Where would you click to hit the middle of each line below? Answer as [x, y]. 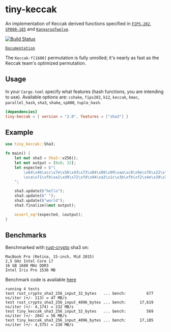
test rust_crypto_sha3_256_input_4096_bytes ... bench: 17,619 [79, 302]
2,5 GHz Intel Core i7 [29, 262]
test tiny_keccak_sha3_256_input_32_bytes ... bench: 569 [79, 312]
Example [19, 132]
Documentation [20, 48]
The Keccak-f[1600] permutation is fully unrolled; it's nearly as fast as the [82, 58]
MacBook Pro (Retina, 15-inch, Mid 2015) [50, 257]
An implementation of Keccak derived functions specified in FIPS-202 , [78, 23]
